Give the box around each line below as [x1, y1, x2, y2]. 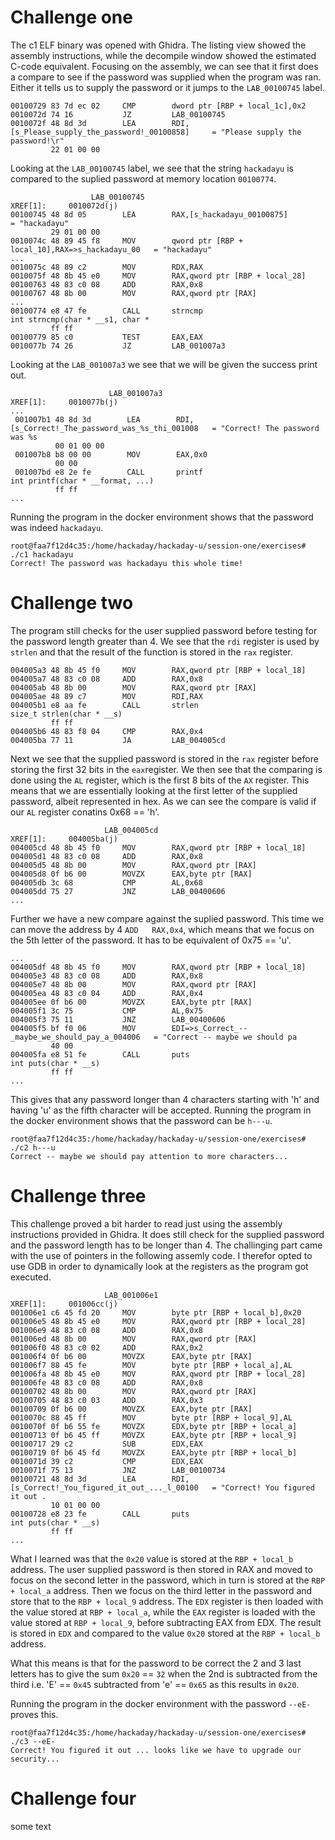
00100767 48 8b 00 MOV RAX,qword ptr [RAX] [10, 288, 257, 298]
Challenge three [10, 1185, 147, 1208]
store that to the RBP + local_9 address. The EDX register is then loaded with [10, 1595, 324, 1607]
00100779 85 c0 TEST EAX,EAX [10, 332, 203, 342]
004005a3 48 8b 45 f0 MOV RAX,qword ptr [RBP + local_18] [10, 665, 307, 675]
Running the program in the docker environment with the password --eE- [10, 1697, 312, 1710]
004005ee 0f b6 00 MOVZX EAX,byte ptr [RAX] [10, 997, 253, 1007]
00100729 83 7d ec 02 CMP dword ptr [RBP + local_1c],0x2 [10, 101, 307, 111]
